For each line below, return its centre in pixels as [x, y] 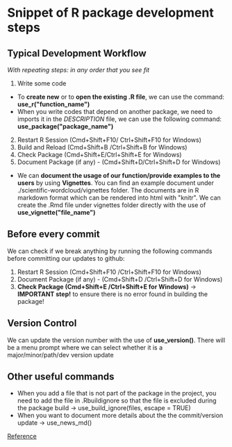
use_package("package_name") [65, 126]
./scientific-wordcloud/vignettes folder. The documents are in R [108, 190]
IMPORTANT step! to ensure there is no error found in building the [113, 294]
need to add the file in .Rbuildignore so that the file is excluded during [117, 400]
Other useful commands [61, 377]
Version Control [42, 324]
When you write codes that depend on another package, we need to [115, 112]
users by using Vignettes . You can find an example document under [115, 183]
